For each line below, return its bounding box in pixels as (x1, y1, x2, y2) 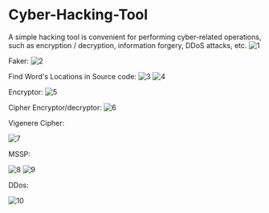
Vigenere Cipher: (8, 118, 65, 127)
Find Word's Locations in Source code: (8, 71, 137, 81)
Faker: (8, 56, 30, 66)
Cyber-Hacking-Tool (8, 6, 149, 24)
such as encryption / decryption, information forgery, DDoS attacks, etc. (8, 40, 247, 50)
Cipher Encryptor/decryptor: (8, 102, 102, 112)
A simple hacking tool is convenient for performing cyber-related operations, (8, 32, 262, 42)
